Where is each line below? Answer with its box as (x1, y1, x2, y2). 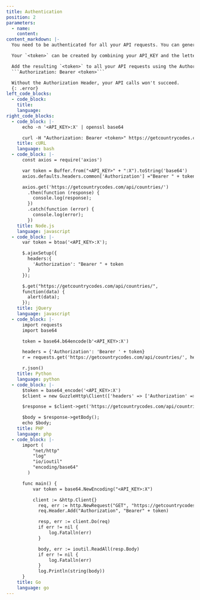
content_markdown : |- (6, 36, 60, 42)
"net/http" (32, 447, 60, 453)
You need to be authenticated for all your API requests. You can (11, 42, 180, 48)
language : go (17, 585, 49, 590)
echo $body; (21, 420, 52, 426)
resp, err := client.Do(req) (37, 519, 111, 525)
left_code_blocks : (6, 91, 52, 97)
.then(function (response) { (27, 189, 100, 195)
